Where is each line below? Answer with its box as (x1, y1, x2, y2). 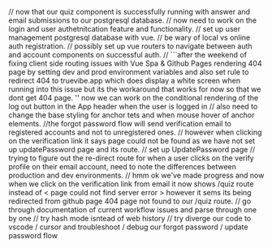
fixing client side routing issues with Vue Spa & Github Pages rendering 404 (8, 58, 262, 68)
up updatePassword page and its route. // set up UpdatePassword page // (8, 145, 256, 154)
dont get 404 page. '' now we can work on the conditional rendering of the (8, 93, 258, 102)
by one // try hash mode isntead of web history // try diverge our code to (8, 214, 252, 223)
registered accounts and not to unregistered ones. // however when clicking (8, 127, 262, 137)
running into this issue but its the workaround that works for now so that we (8, 84, 261, 94)
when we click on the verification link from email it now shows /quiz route (8, 179, 254, 189)
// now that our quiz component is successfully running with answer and (8, 7, 250, 16)
